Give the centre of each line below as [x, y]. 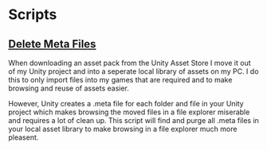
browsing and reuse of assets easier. [69, 88]
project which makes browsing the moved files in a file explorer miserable [129, 112]
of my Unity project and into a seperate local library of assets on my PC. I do [133, 71]
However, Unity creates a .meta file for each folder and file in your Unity [126, 104]
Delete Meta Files [52, 44]
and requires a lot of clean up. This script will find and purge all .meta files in [133, 120]
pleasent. [24, 137]
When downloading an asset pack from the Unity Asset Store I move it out [130, 63]
